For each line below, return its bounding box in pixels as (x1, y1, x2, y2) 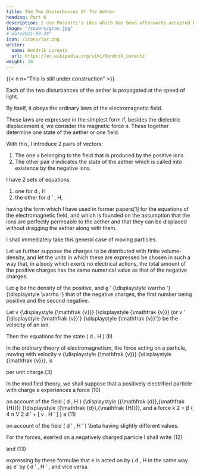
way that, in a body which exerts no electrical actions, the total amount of (6, 260, 186, 267)
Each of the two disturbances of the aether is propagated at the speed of (6, 86, 186, 94)
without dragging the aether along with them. (6, 224, 117, 231)
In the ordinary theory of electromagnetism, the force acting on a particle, (6, 344, 187, 351)
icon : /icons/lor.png (6, 36, 60, 42)
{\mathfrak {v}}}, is (6, 357, 53, 364)
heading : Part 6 (6, 14, 46, 20)
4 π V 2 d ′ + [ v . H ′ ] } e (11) (6, 410, 76, 418)
